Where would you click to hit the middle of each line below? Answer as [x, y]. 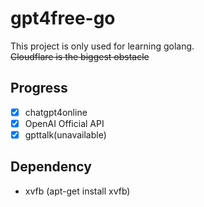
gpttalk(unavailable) [65, 134]
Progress [39, 88]
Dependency [51, 167]
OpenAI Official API [64, 123]
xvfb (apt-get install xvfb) [77, 191]
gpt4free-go [63, 18]
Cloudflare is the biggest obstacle [80, 56]
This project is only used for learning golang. [102, 46]
